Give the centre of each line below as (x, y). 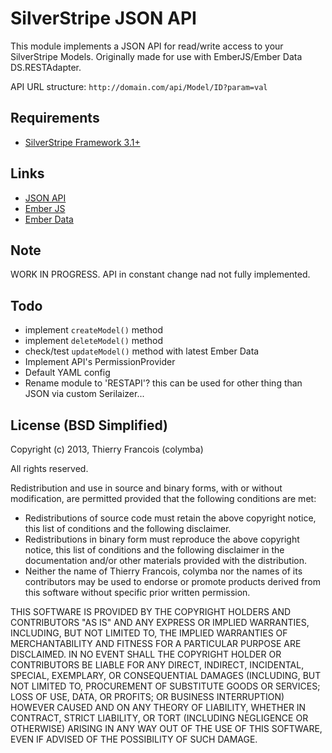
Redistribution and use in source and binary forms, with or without (146, 488)
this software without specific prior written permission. (137, 592)
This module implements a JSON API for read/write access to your (147, 46)
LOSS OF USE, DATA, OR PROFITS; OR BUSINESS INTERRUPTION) (147, 696)
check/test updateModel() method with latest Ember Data (142, 351)
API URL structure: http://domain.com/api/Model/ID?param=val (139, 86)
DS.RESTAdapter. (46, 67)
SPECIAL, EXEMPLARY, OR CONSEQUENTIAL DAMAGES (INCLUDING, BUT (166, 675)
